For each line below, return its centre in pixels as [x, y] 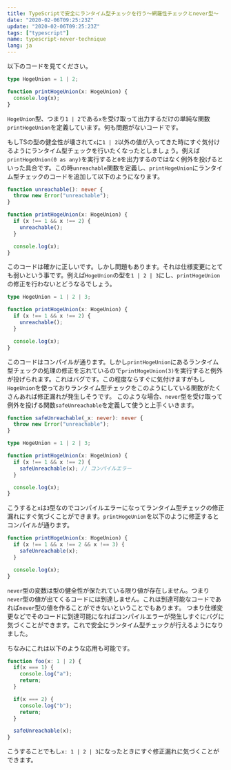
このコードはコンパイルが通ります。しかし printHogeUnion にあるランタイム [113, 362]
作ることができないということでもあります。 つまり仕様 [138, 607]
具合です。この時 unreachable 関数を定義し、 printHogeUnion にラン [118, 168]
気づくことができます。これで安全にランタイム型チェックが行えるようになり [115, 624]
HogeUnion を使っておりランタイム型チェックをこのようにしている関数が [108, 388]
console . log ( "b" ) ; [46, 705]
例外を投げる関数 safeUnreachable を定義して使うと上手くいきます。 [102, 405]
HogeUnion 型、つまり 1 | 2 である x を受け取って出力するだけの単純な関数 [109, 119]
